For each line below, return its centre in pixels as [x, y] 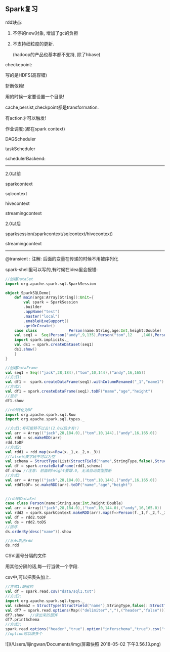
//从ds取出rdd [19, 541]
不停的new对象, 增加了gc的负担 [45, 33]
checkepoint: [19, 64]
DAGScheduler [21, 139]
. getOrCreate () [39, 326]
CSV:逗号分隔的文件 [26, 556]
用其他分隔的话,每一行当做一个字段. [42, 567]
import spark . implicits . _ [42, 340]
